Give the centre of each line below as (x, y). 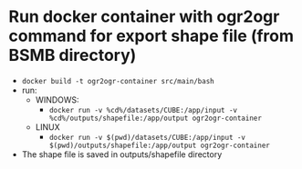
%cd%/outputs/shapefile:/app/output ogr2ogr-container (155, 118)
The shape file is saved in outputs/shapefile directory (122, 154)
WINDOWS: (57, 99)
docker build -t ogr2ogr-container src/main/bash (118, 81)
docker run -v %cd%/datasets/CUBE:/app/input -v (143, 110)
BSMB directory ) (73, 55)
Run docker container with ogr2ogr (144, 17)
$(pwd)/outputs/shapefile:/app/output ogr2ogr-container (159, 145)
